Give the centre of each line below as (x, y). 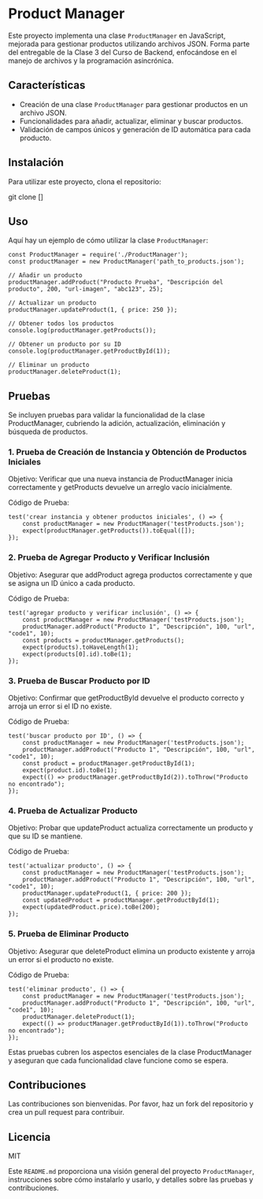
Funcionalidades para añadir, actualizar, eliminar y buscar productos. (131, 121)
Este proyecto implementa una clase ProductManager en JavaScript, (117, 35)
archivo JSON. (43, 113)
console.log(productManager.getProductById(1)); (89, 351)
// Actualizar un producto (52, 303)
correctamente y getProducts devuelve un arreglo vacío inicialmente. (120, 487)
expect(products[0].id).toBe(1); (77, 654)
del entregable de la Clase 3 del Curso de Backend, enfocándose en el (123, 52)
